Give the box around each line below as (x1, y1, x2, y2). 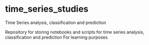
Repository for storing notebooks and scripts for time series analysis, (5, 29, 145, 35)
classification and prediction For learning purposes (5, 34, 108, 40)
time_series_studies (5, 3, 89, 15)
